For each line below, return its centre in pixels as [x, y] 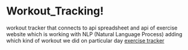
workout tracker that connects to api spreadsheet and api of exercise [92, 28]
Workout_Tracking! [55, 11]
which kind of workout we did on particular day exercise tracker [85, 40]
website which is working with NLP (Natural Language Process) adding [94, 34]
